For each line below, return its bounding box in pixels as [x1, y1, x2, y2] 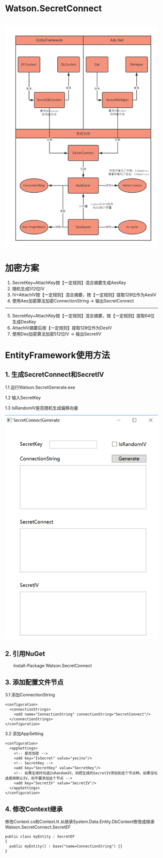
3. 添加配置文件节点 [5, 678, 64, 686]
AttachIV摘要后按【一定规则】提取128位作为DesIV [12, 325, 112, 331]
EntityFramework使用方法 [5, 350, 110, 361]
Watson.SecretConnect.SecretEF [5, 824, 71, 830]
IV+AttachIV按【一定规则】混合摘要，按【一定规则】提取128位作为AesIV [12, 292, 157, 298]
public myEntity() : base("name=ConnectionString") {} [9, 844, 123, 849]
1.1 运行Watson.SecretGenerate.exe [5, 384, 75, 390]
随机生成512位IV [12, 286, 45, 291]
